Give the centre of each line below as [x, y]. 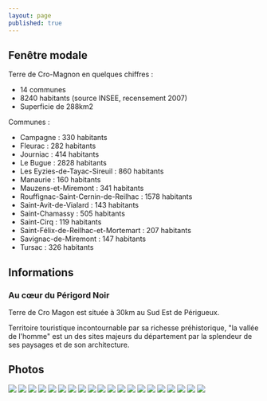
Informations [41, 273]
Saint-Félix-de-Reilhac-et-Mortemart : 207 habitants [105, 231]
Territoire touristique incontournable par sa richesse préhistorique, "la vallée [133, 328]
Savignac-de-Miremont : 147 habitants [82, 239]
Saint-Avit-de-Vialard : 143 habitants [79, 205]
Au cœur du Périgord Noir [59, 295]
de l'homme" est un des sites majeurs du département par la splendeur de [130, 336]
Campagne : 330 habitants [63, 138]
